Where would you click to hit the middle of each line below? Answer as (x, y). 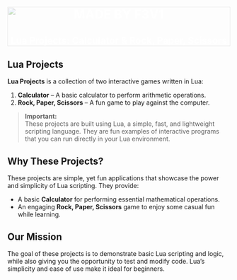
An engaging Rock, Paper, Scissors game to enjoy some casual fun (116, 207)
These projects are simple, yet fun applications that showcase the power (113, 178)
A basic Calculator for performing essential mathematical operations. (119, 199)
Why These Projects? (56, 161)
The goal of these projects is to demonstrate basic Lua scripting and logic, (116, 254)
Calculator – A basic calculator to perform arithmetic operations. (112, 95)
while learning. (39, 214)
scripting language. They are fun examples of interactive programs (122, 132)
